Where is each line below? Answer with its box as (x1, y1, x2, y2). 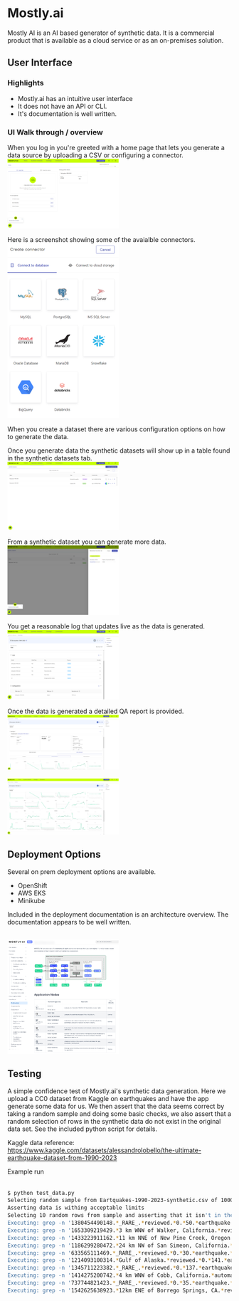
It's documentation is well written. (17, 109, 117, 118)
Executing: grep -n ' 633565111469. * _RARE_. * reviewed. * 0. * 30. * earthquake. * (7, 1249, 234, 1257)
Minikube (17, 896, 46, 905)
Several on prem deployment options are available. (7, 867, 156, 876)
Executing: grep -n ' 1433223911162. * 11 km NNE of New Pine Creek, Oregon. (7, 1234, 234, 1241)
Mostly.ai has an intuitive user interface (17, 94, 133, 102)
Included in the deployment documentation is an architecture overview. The (7, 910, 229, 919)
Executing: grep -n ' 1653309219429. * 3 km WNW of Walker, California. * (7, 1226, 221, 1234)
